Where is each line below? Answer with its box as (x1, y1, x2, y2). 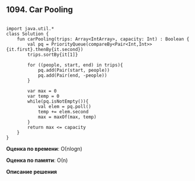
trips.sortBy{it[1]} (27, 52, 78, 58)
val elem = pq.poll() (37, 103, 92, 109)
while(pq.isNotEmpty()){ (27, 98, 89, 104)
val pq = (27, 41, 49, 47)
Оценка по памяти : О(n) (6, 157, 68, 164)
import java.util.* (6, 26, 55, 31)
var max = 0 (27, 88, 57, 94)
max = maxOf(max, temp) (37, 114, 97, 120)
